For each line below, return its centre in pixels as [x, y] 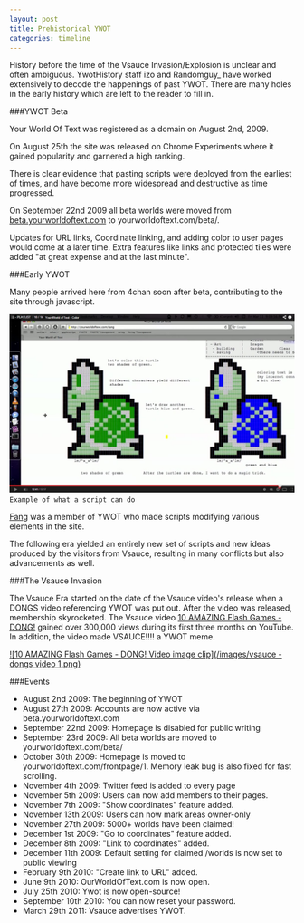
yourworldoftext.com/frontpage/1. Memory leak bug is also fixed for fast [157, 766]
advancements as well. [52, 563]
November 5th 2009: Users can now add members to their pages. [145, 795]
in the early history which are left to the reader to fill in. [112, 94]
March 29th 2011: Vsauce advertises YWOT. [104, 911]
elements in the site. [47, 526]
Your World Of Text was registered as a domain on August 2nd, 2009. [139, 129]
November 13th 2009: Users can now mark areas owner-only [136, 814]
